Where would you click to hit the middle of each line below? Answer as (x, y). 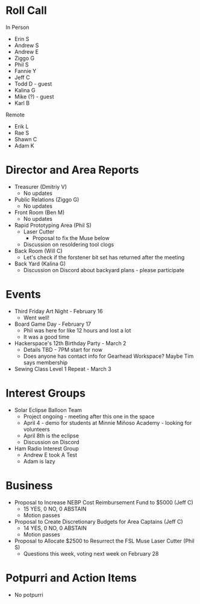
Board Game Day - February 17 (53, 324)
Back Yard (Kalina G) (40, 264)
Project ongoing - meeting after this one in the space (89, 416)
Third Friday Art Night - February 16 (58, 311)
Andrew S (27, 45)
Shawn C (26, 139)
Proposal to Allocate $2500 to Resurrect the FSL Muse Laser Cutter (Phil (104, 541)
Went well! (36, 317)
